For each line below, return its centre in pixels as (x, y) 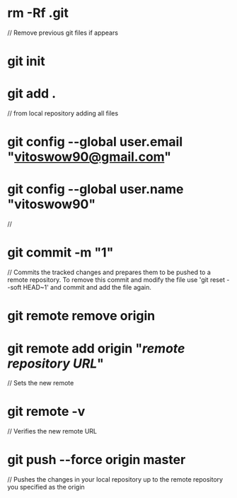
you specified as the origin (46, 487)
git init (27, 61)
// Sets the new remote (41, 383)
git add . (32, 94)
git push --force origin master (97, 460)
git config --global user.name (96, 189)
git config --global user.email (95, 142)
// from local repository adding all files (63, 113)
